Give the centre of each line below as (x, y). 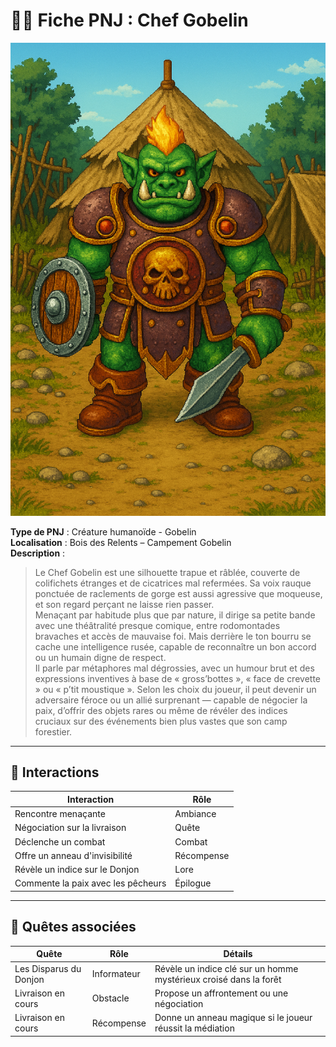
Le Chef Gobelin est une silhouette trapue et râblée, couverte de (167, 572)
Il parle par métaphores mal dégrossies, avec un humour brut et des (174, 668)
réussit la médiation (194, 1028)
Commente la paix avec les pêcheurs (90, 883)
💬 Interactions (55, 772)
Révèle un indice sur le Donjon (77, 870)
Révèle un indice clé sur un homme (226, 968)
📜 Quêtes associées (73, 927)
